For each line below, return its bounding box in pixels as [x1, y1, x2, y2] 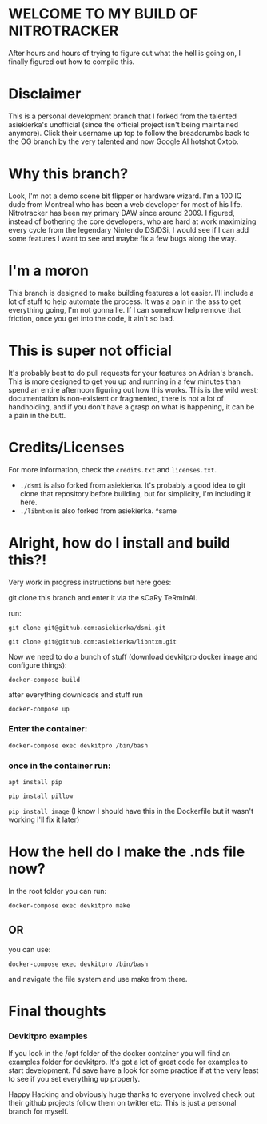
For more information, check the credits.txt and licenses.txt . [8, 464, 217, 474]
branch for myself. [8, 1106, 69, 1116]
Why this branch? [8, 165, 129, 183]
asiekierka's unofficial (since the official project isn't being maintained [8, 119, 239, 129]
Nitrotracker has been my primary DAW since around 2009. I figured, [8, 208, 235, 217]
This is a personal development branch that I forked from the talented [8, 111, 237, 121]
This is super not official [8, 341, 172, 360]
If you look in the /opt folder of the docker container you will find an [8, 1049, 231, 1058]
